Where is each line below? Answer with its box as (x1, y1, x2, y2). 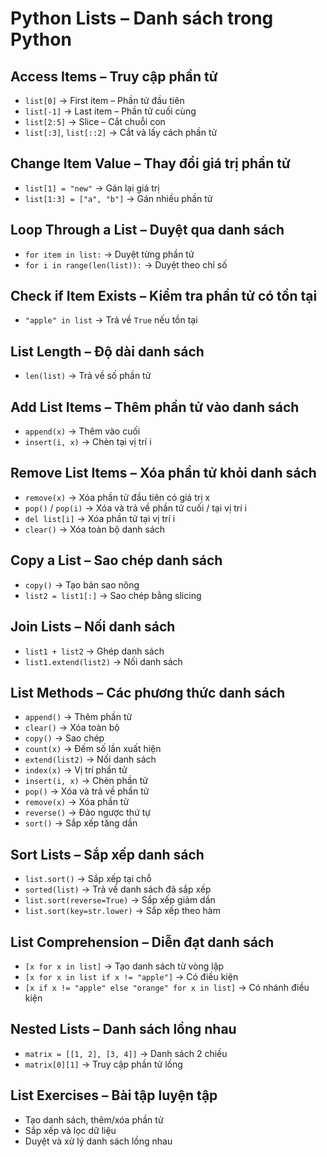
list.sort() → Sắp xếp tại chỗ (24, 873, 152, 885)
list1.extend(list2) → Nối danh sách (24, 655, 183, 667)
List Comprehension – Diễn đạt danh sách (10, 933, 275, 951)
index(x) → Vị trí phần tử (24, 764, 128, 776)
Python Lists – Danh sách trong (10, 7, 274, 30)
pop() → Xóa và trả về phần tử (24, 785, 150, 797)
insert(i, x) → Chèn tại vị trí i (24, 436, 152, 448)
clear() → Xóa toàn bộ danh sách (24, 523, 166, 535)
